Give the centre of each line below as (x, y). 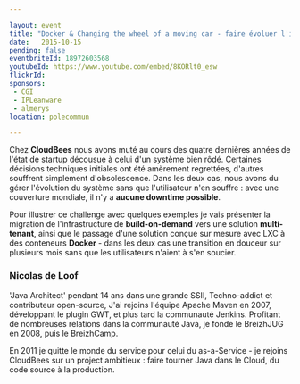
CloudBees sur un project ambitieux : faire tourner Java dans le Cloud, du (144, 360)
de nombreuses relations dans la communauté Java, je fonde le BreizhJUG (146, 323)
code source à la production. (62, 369)
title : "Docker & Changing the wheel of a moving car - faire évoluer (143, 33)
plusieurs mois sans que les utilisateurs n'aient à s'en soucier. (123, 253)
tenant (22, 234)
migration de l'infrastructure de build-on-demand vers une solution (134, 224)
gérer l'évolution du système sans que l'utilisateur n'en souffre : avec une (144, 188)
